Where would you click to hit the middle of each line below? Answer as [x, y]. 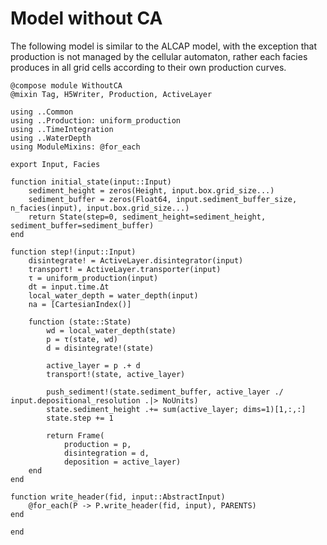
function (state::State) [80, 322]
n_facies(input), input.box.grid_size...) [100, 208]
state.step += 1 [80, 418]
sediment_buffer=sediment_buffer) [82, 225]
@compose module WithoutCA [66, 85]
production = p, [97, 444]
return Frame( [75, 435]
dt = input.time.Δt [69, 287]
